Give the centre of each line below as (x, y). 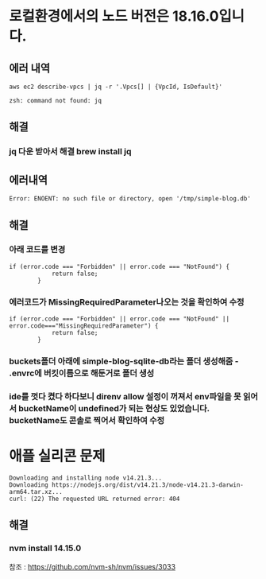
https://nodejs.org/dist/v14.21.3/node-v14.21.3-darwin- (148, 485)
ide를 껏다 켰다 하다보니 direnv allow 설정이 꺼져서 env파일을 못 (125, 396)
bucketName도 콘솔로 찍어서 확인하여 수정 (87, 420)
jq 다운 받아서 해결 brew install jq (70, 152)
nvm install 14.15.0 (45, 548)
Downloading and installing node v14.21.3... (85, 478)
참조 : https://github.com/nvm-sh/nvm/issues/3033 (93, 566)
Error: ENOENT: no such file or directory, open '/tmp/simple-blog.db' (130, 199)
